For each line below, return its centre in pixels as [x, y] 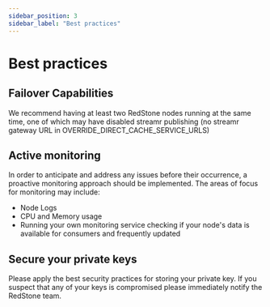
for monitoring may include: [54, 192]
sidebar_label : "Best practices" [65, 23]
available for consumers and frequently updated [100, 234]
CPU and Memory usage [61, 216]
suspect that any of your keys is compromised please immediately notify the [135, 288]
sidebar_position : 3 [43, 16]
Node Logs [38, 208]
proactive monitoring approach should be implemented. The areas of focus [133, 184]
